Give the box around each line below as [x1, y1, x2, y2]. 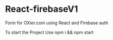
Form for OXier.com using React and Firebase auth [5, 20, 109, 26]
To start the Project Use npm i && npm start [5, 29, 94, 35]
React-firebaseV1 [5, 3, 78, 15]
